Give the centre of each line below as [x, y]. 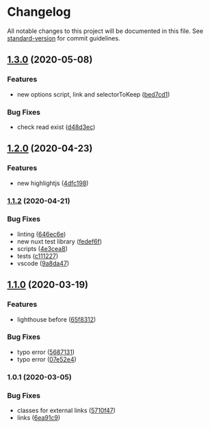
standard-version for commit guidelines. [64, 38]
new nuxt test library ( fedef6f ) [60, 241]
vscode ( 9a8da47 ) [43, 263]
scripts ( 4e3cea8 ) [42, 248]
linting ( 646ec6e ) [41, 234]
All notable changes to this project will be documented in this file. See [105, 31]
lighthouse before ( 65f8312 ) [56, 319]
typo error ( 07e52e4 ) [47, 359]
